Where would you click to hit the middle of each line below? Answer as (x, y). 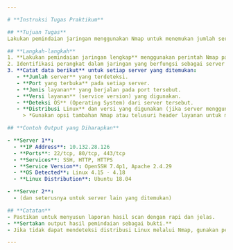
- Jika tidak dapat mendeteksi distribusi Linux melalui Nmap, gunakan (113, 230)
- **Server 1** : (31, 141)
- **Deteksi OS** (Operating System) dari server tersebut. (105, 102)
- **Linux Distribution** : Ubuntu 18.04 (72, 179)
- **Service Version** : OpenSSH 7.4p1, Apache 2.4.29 (93, 166)
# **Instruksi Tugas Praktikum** (55, 19)
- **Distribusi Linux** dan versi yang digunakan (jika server (110, 109)
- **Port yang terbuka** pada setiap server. (83, 83)
